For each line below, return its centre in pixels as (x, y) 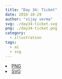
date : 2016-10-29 (23, 14)
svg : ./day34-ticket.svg (31, 24)
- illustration (26, 38)
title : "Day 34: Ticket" (31, 10)
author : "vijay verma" (29, 19)
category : (16, 33)
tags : (11, 42)
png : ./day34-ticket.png (31, 28)
